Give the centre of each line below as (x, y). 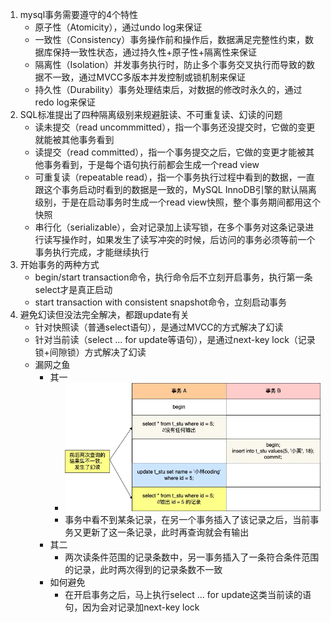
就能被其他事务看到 (74, 139)
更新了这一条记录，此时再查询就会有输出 (166, 532)
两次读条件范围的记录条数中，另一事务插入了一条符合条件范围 (192, 557)
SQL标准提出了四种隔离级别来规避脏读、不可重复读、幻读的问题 (151, 114)
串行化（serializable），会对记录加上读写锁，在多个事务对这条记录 (170, 227)
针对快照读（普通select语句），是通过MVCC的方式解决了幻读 (159, 327)
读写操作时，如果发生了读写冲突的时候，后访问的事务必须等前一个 (179, 239)
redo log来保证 (65, 102)
